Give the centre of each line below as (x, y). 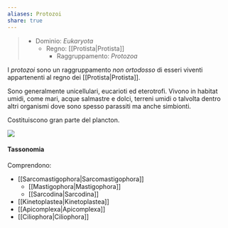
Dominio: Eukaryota (64, 40)
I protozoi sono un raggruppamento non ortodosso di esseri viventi (105, 70)
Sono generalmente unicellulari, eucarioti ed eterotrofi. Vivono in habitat (113, 91)
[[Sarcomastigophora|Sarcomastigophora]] (81, 179)
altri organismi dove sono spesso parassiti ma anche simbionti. (99, 106)
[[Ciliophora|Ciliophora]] (53, 217)
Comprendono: (29, 165)
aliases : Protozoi (34, 14)
